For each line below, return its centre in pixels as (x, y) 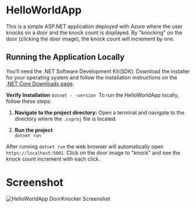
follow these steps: (29, 101)
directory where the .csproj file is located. (65, 119)
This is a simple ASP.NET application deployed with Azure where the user (94, 26)
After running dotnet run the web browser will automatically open (85, 146)
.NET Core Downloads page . (40, 84)
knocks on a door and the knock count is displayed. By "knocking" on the (94, 32)
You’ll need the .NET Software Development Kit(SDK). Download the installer (98, 71)
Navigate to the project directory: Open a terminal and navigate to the (99, 112)
